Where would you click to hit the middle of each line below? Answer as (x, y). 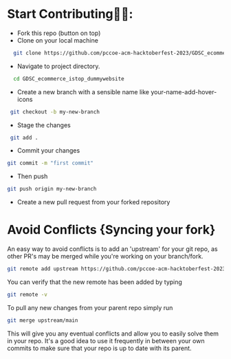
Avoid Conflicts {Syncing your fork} (111, 230)
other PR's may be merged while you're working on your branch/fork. (106, 257)
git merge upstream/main (43, 320)
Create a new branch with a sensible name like (83, 91)
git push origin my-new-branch (52, 189)
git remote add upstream (43, 269)
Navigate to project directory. (58, 66)
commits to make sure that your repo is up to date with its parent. (99, 348)
